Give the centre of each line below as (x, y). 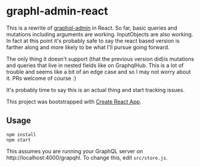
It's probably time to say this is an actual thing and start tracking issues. (95, 90)
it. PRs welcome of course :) (41, 78)
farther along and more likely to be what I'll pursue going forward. (88, 47)
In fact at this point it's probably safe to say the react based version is (93, 41)
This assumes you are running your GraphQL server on (75, 151)
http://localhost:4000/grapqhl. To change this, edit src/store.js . (87, 157)
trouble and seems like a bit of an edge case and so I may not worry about (99, 71)
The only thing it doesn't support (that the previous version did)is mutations (100, 59)
